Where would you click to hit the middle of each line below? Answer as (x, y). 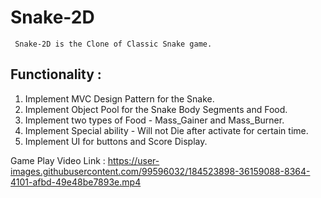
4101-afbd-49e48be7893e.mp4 (76, 182)
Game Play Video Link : (58, 160)
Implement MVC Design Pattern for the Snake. (119, 98)
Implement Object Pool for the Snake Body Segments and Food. (156, 109)
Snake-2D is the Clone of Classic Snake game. (113, 44)
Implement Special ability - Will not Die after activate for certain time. (166, 130)
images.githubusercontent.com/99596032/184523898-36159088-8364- (160, 171)
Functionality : (56, 74)
